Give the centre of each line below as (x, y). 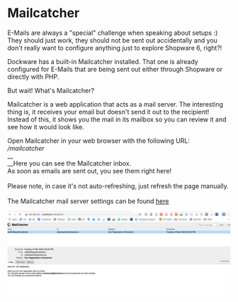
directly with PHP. (33, 77)
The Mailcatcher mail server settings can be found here (88, 201)
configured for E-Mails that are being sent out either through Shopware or (115, 69)
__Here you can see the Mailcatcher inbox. (69, 163)
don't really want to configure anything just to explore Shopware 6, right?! (115, 48)
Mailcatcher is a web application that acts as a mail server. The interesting (115, 104)
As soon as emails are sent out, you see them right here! (90, 171)
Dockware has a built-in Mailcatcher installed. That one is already (103, 61)
